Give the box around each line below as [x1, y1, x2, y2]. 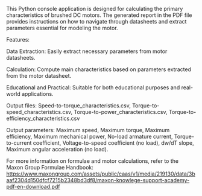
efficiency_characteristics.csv [6, 115, 80, 122]
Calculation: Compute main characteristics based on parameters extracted [6, 66, 192, 73]
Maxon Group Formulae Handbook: [6, 164, 93, 171]
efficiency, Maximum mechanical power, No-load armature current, [6, 133, 173, 140]
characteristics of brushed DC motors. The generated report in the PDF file [6, 11, 192, 19]
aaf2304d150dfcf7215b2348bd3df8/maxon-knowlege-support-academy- [6, 177, 190, 183]
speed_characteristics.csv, [6, 109, 73, 115]
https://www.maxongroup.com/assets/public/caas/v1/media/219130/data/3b [6, 170, 196, 177]
